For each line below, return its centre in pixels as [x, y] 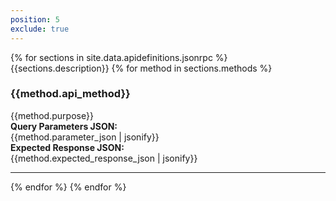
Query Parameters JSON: [64, 126]
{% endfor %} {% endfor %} [68, 187]
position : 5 [35, 19]
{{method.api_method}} [70, 94]
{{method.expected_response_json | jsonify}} [104, 158]
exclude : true [40, 29]
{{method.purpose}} [52, 115]
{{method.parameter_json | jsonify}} [85, 137]
